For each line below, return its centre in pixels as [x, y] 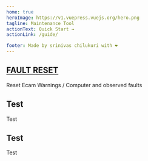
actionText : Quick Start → [40, 29]
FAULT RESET [32, 70]
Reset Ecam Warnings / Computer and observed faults [74, 85]
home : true [20, 12]
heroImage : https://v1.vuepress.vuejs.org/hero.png [73, 18]
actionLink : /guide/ [32, 35]
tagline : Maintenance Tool [40, 23]
